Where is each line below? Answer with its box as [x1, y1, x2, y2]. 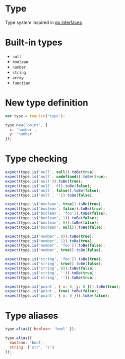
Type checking [5, 153, 68, 165]
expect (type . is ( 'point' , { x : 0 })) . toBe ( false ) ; [5, 293, 110, 298]
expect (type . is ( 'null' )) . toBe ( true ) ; [5, 179, 83, 184]
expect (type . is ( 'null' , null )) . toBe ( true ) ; [5, 170, 97, 175]
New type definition [5, 97, 88, 108]
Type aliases [5, 310, 59, 321]
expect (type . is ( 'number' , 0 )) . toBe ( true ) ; [5, 234, 94, 239]
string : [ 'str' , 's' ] [9, 345, 55, 350]
